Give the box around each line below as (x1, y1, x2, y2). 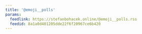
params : (5, 12, 22, 17)
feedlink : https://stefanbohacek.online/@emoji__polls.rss (10, 16, 137, 21)
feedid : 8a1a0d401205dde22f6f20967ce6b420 (10, 21, 101, 26)
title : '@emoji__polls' (5, 7, 56, 12)
